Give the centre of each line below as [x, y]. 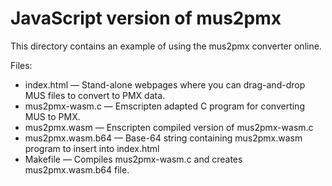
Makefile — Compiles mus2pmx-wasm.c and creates [133, 159]
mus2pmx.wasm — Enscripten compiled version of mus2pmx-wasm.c [169, 127]
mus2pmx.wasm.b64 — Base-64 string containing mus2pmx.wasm [163, 138]
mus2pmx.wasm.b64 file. [77, 169]
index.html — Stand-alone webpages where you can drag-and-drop [165, 84]
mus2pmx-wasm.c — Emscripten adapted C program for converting [164, 106]
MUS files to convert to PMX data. [95, 95]
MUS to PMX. [52, 116]
